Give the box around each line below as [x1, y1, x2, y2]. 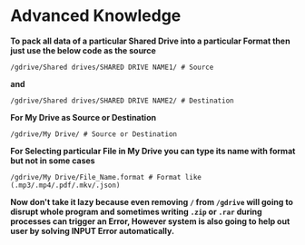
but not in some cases [10, 155, 95, 166]
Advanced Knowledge [10, 5, 182, 26]
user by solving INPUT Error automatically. [10, 225, 175, 236]
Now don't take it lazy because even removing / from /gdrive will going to [10, 196, 294, 207]
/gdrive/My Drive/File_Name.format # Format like [10, 172, 202, 181]
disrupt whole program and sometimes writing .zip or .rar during [10, 206, 262, 217]
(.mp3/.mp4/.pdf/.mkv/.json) [10, 181, 121, 190]
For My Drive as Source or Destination [10, 112, 157, 122]
